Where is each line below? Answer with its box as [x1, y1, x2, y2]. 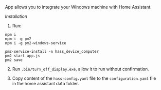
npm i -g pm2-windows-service [5, 41, 67, 45]
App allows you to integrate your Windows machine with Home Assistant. [5, 4, 152, 10]
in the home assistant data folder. [12, 81, 79, 86]
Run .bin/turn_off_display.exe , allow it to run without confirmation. [12, 66, 149, 72]
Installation [5, 14, 28, 19]
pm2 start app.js [5, 53, 40, 58]
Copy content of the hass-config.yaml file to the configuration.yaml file [12, 75, 157, 81]
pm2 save [5, 58, 23, 62]
